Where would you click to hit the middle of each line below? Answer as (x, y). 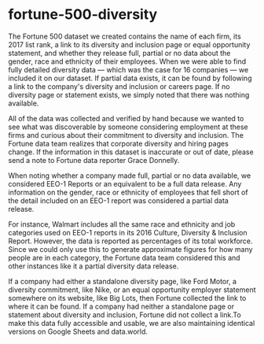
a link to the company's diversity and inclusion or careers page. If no (119, 86)
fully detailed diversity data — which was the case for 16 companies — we (128, 69)
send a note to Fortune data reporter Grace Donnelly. (94, 160)
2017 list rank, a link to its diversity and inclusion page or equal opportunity (129, 44)
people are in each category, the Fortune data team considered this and (125, 257)
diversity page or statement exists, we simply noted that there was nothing (129, 94)
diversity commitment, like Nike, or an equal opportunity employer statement (132, 290)
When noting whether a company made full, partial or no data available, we (130, 176)
